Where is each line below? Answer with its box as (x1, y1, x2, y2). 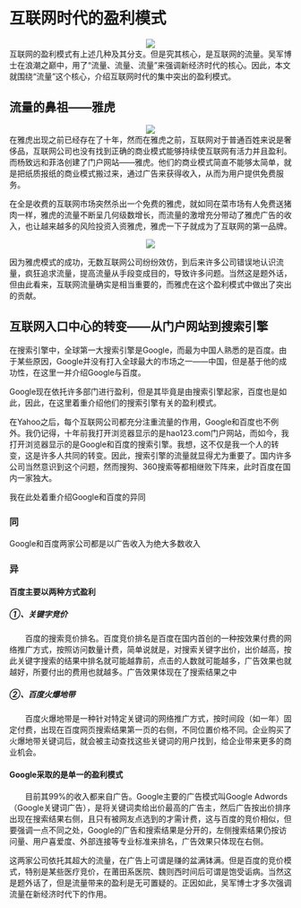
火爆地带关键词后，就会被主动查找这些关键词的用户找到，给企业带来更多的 (9, 736, 284, 746)
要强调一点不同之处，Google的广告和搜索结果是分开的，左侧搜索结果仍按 (9, 825, 279, 835)
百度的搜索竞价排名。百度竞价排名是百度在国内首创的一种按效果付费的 (24, 633, 284, 644)
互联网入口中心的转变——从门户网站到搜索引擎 (9, 319, 269, 335)
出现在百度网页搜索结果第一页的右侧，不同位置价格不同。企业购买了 (39, 724, 292, 736)
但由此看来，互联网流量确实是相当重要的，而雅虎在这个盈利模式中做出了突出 (9, 279, 292, 290)
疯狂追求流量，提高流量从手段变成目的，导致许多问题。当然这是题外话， (24, 267, 292, 278)
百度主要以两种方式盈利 (9, 587, 96, 598)
